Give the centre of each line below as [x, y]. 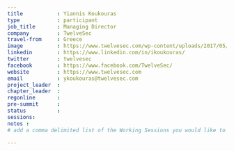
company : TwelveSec [49, 33]
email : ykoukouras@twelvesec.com [73, 78]
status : [34, 111]
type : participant [53, 20]
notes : [18, 124]
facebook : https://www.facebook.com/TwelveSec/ [90, 65]
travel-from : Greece [45, 40]
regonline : [34, 98]
